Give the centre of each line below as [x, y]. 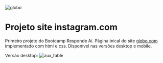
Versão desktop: [22, 55]
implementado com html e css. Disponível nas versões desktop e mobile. [79, 46]
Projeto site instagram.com [61, 27]
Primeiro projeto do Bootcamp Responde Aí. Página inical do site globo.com [81, 41]
